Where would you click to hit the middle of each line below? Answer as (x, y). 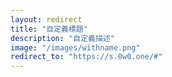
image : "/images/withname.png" (75, 47)
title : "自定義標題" (49, 29)
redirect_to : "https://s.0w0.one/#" (86, 57)
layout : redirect (46, 19)
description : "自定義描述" (62, 38)
